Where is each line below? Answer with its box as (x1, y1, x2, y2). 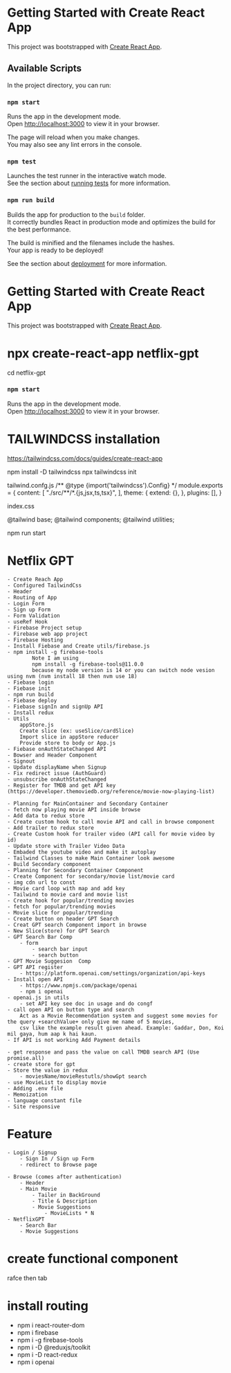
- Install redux (7, 709, 54, 716)
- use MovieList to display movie (7, 1079, 107, 1086)
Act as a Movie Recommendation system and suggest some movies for (19, 1012, 218, 1019)
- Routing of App (7, 594, 57, 601)
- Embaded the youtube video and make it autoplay (7, 849, 156, 856)
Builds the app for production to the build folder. (7, 210, 146, 219)
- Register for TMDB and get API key (7, 781, 116, 789)
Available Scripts (7, 62, 82, 74)
